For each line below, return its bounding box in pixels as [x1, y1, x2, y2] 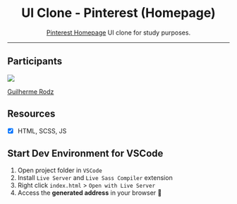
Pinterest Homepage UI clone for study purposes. [46, 28, 191, 37]
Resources [7, 108, 56, 120]
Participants [7, 55, 62, 68]
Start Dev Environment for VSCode [7, 148, 164, 160]
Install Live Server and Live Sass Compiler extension [17, 174, 173, 182]
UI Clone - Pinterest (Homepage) [20, 5, 217, 21]
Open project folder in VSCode [17, 166, 102, 174]
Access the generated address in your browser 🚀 [17, 188, 162, 197]
